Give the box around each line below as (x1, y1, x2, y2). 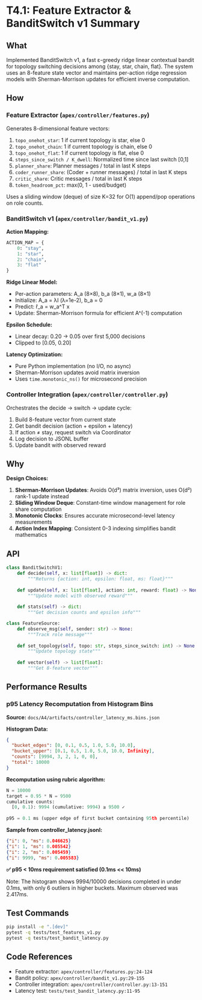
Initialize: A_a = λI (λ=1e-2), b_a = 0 (14, 296, 103, 304)
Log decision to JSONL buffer (14, 435, 89, 442)
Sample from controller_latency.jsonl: (6, 827, 103, 834)
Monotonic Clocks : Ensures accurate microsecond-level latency (14, 512, 176, 519)
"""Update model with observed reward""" (28, 593, 133, 599)
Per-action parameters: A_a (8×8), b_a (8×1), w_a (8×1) (14, 290, 151, 298)
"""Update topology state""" (28, 648, 101, 654)
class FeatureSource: (6, 620, 61, 627)
